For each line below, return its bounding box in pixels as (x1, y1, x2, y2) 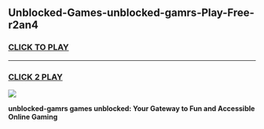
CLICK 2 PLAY (8, 71, 63, 82)
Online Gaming (8, 112, 58, 121)
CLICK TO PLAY (8, 42, 69, 53)
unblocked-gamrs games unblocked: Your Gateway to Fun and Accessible (8, 103, 255, 113)
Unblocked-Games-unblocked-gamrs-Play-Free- (8, 6, 255, 20)
